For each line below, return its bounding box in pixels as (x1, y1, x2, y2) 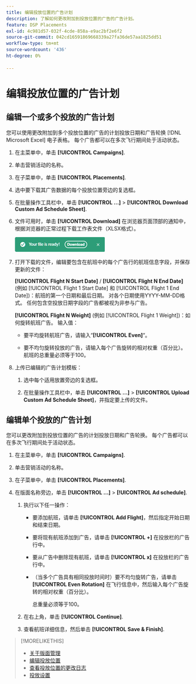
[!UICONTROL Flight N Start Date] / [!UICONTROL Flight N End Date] (14, 277, 184, 285)
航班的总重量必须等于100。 (23, 351, 89, 358)
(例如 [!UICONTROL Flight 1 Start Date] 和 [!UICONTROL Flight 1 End (14, 284, 180, 291)
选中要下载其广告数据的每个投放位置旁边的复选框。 (14, 186, 139, 193)
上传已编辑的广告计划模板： (14, 363, 82, 371)
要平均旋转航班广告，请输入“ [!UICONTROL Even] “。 (23, 331, 151, 338)
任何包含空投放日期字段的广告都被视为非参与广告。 (26, 299, 151, 306)
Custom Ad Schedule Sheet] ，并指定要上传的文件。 (23, 396, 151, 403)
